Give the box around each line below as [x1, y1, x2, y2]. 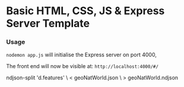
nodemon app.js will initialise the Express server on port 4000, [6, 51, 157, 59]
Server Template [6, 17, 90, 30]
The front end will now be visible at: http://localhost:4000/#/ [6, 63, 159, 70]
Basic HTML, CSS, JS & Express [6, 4, 165, 18]
